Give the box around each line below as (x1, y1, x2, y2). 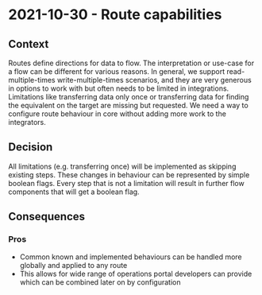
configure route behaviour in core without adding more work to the (8, 109, 226, 118)
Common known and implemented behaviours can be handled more (19, 252, 242, 262)
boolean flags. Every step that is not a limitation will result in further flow (8, 178, 245, 188)
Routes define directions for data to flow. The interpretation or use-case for (8, 58, 255, 68)
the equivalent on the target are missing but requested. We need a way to (8, 101, 249, 110)
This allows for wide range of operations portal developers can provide (19, 269, 252, 278)
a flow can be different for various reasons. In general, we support (8, 67, 225, 76)
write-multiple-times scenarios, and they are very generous (56, 76, 252, 84)
